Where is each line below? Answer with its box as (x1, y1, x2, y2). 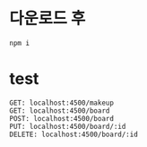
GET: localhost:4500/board (9, 106, 110, 115)
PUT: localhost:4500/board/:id (9, 122, 126, 131)
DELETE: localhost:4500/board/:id (9, 130, 139, 139)
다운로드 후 (9, 8, 86, 29)
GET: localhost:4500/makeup (9, 98, 115, 107)
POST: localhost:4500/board (9, 114, 115, 123)
